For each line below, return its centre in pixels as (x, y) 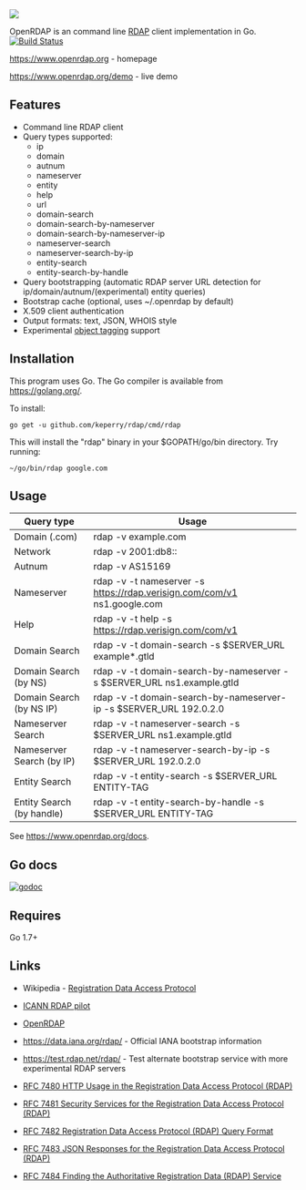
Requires (36, 915)
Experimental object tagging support (92, 330)
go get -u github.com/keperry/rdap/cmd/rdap (95, 425)
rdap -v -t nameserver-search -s (167, 723)
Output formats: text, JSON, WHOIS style (100, 320)
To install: (27, 408)
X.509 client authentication (73, 311)
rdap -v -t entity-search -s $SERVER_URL (185, 776)
